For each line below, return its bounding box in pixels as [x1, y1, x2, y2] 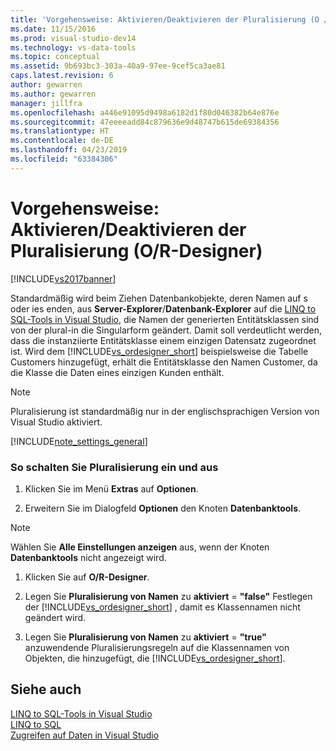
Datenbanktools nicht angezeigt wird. [10, 551, 167, 563]
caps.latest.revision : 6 [10, 71, 114, 81]
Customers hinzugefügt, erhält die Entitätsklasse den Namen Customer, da [10, 356, 318, 368]
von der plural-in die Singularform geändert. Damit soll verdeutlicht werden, [10, 324, 322, 336]
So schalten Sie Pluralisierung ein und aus [10, 460, 219, 474]
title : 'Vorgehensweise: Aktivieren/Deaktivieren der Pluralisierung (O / [10, 14, 329, 25]
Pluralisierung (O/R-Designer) [10, 239, 263, 262]
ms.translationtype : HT [10, 126, 110, 136]
